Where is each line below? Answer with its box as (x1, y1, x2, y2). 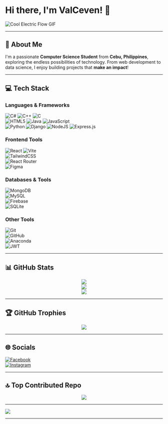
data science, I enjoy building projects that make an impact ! (5, 64, 129, 70)
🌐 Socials (5, 343, 36, 352)
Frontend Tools (5, 136, 43, 143)
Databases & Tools (5, 176, 51, 183)
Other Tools (5, 216, 34, 223)
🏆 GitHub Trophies (5, 308, 66, 317)
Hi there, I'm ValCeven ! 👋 (5, 5, 111, 16)
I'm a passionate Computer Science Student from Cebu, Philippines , (5, 54, 148, 60)
